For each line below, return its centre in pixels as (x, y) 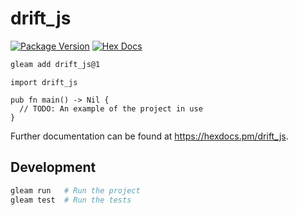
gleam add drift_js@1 (55, 64)
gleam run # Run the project (75, 190)
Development (53, 167)
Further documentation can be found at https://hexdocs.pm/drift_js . (149, 136)
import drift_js (44, 82)
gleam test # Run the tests (71, 200)
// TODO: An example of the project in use (111, 108)
